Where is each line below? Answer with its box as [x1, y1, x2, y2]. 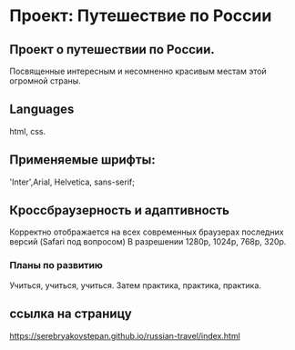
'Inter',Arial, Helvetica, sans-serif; [9, 176, 135, 187]
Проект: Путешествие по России [9, 5, 272, 26]
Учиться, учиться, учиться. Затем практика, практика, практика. [9, 279, 262, 291]
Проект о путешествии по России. [9, 42, 216, 57]
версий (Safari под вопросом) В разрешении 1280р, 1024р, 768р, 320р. [9, 236, 287, 247]
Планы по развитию [9, 259, 103, 272]
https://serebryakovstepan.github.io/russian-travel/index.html [9, 330, 241, 341]
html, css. [9, 125, 46, 136]
